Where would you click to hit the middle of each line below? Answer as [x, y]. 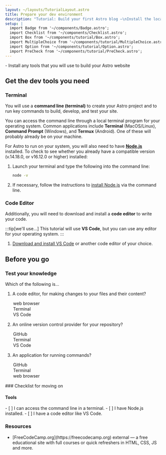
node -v [20, 176]
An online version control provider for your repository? [67, 325]
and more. [23, 448]
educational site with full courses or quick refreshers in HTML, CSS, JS [84, 443]
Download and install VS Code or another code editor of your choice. [83, 244]
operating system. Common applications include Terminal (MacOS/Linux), [81, 126]
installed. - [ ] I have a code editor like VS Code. [54, 414]
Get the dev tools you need [47, 81]
